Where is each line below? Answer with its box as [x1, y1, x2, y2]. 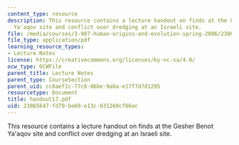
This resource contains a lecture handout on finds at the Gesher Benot [7, 122, 214, 130]
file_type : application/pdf [7, 37, 91, 44]
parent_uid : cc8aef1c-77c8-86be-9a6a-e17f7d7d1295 [7, 83, 161, 90]
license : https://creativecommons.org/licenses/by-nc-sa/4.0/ [7, 57, 196, 64]
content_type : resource [7, 10, 78, 18]
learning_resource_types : [7, 43, 84, 50]
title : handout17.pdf [7, 96, 72, 103]
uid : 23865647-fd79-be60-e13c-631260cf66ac [7, 103, 139, 110]
